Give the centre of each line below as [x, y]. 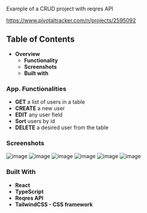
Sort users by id [35, 121]
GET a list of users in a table [50, 102]
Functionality [41, 60]
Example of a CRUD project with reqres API [60, 9]
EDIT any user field [39, 115]
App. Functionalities [36, 89]
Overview [27, 54]
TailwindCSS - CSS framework [54, 204]
